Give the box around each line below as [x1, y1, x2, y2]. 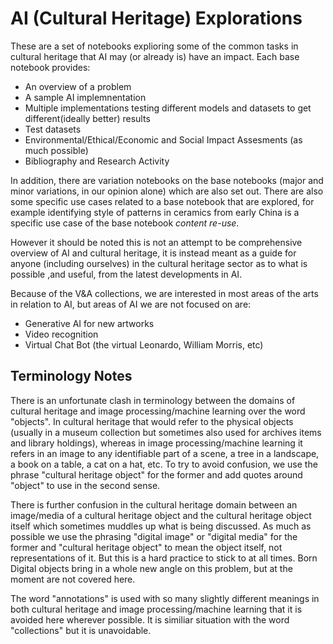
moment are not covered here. [10, 573, 136, 585]
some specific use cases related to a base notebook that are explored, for [10, 195, 315, 207]
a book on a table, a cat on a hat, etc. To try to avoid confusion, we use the [10, 458, 318, 470]
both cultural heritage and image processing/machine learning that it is [10, 603, 303, 615]
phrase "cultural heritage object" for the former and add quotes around [10, 468, 303, 481]
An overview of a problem [24, 80, 132, 92]
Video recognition [24, 328, 99, 340]
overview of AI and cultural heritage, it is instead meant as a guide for [10, 247, 297, 259]
